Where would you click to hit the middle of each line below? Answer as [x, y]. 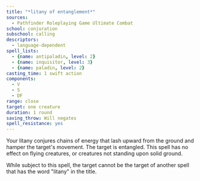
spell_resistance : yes [35, 124]
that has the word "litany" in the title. [52, 171]
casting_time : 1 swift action [44, 73]
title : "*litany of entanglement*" [51, 12]
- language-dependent [39, 46]
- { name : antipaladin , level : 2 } [54, 57]
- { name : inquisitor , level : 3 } [52, 62]
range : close [23, 101]
